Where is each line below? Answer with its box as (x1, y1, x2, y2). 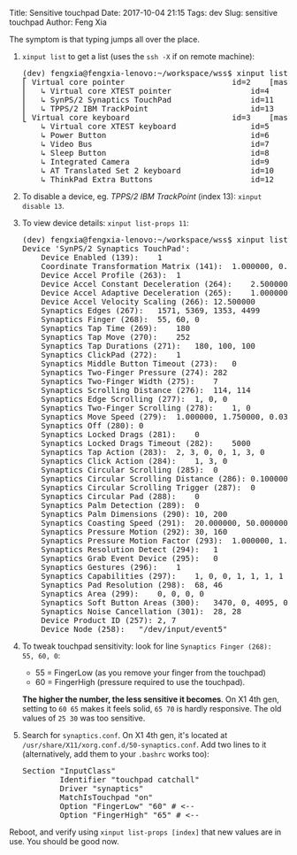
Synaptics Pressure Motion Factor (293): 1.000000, (41, 535, 274, 545)
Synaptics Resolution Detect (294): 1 (41, 544, 218, 554)
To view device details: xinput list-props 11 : (21, 218, 190, 228)
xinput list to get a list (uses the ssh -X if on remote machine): (21, 51, 255, 61)
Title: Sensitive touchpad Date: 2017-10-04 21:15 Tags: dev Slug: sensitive (9, 8, 278, 18)
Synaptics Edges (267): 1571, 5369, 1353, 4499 (41, 305, 261, 315)
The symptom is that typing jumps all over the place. (9, 35, 201, 44)
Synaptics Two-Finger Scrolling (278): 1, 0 (41, 403, 251, 412)
